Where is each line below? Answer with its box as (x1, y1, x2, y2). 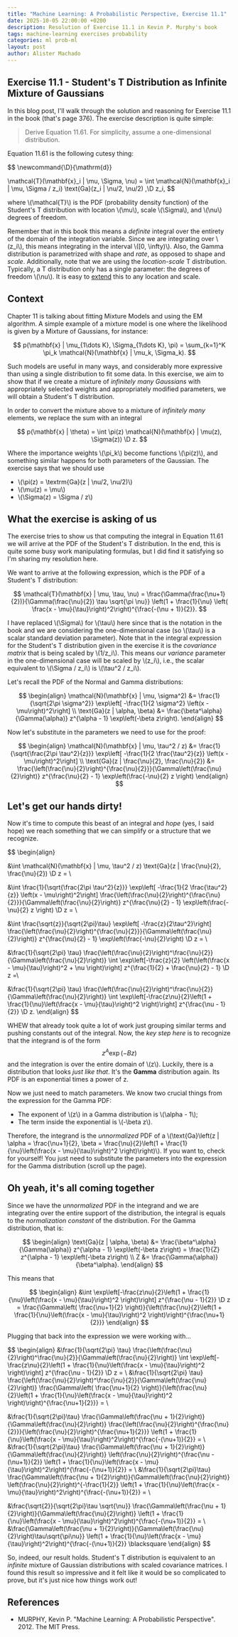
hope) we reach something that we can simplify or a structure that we (7, 826, 211, 836)
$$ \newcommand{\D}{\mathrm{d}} (7, 163, 112, 171)
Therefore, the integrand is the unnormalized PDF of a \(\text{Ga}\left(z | (7, 1131, 220, 1140)
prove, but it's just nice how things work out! (7, 1576, 137, 1584)
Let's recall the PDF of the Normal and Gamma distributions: (7, 678, 183, 686)
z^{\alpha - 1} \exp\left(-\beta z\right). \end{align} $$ (70, 714, 224, 722)
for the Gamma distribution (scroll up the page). (7, 1161, 147, 1170)
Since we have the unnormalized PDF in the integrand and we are (7, 1201, 199, 1210)
